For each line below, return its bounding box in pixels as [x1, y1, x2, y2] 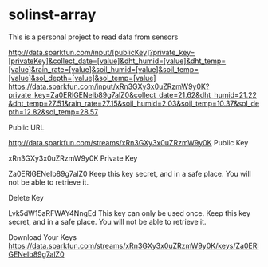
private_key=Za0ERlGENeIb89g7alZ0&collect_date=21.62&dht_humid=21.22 [8, 90, 258, 99]
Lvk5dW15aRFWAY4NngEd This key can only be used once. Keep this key [8, 208, 251, 217]
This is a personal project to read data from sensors [8, 32, 179, 42]
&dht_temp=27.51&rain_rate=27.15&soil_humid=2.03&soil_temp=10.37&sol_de [8, 98, 260, 108]
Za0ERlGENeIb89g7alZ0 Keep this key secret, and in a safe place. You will [8, 169, 251, 178]
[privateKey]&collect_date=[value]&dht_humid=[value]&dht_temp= [8, 56, 227, 66]
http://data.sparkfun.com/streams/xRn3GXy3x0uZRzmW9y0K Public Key [8, 137, 249, 147]
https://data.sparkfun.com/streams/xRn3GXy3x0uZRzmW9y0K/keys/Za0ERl [8, 241, 259, 250]
